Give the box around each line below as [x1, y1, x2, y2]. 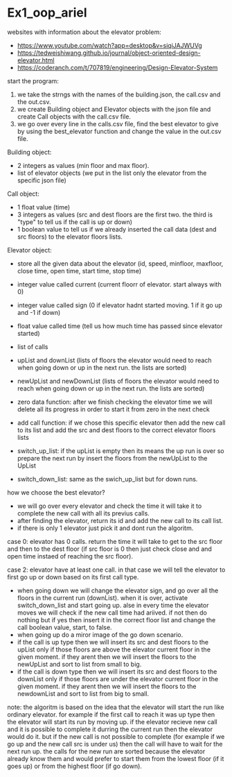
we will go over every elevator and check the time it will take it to [17, 502, 202, 510]
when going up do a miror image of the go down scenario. [17, 630, 184, 639]
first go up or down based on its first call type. [7, 572, 139, 581]
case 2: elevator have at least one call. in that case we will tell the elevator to [7, 565, 226, 574]
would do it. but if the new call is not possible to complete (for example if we [7, 732, 225, 740]
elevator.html [17, 55, 55, 64]
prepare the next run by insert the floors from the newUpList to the [17, 454, 208, 462]
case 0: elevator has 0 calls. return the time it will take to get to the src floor [7, 537, 223, 545]
